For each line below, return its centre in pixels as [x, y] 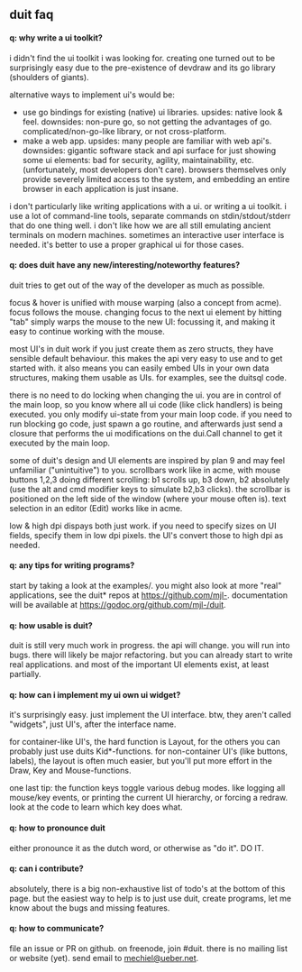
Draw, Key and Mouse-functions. [70, 771]
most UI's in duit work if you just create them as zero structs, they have [142, 348]
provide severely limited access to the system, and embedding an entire [156, 179]
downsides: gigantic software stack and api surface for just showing [149, 150]
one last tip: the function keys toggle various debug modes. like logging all [147, 788]
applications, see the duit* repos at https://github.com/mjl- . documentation [149, 595]
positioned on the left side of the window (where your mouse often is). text [148, 499]
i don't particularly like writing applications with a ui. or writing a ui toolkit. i [148, 206]
